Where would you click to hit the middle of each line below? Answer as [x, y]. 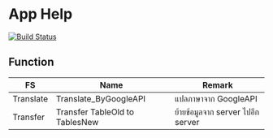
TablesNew [77, 122]
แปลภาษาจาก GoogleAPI [216, 98]
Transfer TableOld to [95, 112]
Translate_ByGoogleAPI [101, 98]
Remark [217, 84]
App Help [41, 14]
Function [31, 62]
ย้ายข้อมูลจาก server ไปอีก [217, 112]
